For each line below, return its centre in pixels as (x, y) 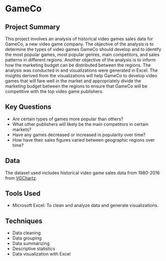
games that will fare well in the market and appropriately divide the (73, 81)
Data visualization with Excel (41, 254)
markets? (22, 129)
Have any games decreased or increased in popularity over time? (79, 135)
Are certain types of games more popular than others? (68, 119)
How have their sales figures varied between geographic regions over (83, 140)
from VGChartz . (21, 178)
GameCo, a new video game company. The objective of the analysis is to (80, 44)
